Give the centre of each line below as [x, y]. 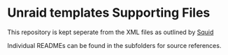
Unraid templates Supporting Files [109, 13]
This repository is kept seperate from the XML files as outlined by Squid [111, 32]
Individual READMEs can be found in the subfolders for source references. [114, 45]
